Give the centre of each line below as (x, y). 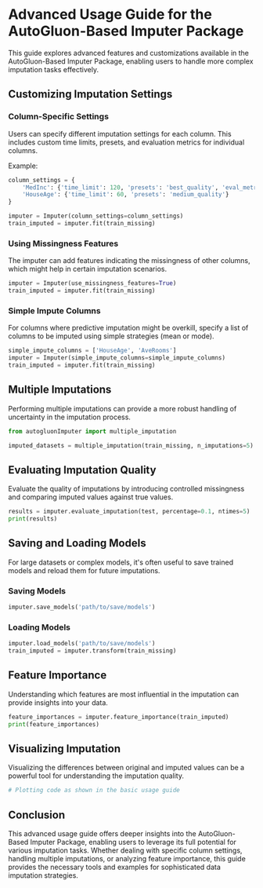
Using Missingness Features (63, 243)
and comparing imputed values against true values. (91, 497)
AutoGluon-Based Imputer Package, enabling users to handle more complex (131, 61)
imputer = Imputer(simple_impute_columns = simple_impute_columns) (117, 358)
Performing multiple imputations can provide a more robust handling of (122, 408)
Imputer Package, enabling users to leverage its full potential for (133, 842)
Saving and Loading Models (77, 543)
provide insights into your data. (58, 702)
